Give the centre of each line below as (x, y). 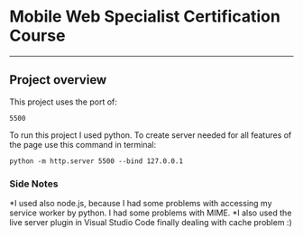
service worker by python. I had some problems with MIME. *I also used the (151, 213)
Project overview (58, 80)
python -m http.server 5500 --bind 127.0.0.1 (96, 161)
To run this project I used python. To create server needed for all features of (151, 135)
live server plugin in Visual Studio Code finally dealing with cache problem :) (151, 223)
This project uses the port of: (63, 102)
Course (37, 36)
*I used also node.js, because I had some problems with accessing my (141, 204)
